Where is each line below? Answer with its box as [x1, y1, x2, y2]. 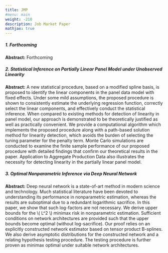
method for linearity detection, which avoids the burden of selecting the [5, 132, 153, 139]
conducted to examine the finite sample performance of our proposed [5, 143, 149, 149]
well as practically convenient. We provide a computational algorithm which [5, 121, 161, 128]
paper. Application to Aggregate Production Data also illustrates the [5, 154, 144, 160]
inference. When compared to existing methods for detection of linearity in [5, 111, 159, 117]
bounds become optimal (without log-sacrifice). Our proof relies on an [5, 221, 150, 227]
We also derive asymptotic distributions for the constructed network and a [5, 231, 159, 237]
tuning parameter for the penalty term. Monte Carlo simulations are [5, 138, 144, 144]
